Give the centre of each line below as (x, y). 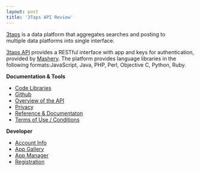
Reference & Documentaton (49, 113)
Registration (30, 161)
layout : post (22, 12)
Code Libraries (33, 88)
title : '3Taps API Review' (40, 17)
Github (23, 94)
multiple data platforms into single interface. (60, 41)
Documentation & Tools (36, 76)
